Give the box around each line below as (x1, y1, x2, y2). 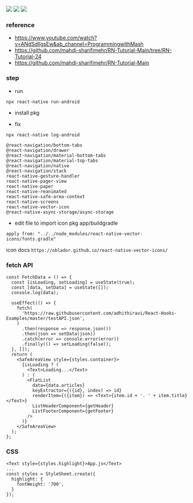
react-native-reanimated (6, 188, 67, 194)
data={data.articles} (32, 382, 85, 388)
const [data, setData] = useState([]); (11, 284, 109, 291)
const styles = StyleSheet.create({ (6, 471, 96, 477)
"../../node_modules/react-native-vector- (37, 231, 143, 236)
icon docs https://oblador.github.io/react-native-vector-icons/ (6, 246, 168, 253)
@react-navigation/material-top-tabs (6, 158, 99, 164)
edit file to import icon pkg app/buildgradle (14, 219, 118, 226)
